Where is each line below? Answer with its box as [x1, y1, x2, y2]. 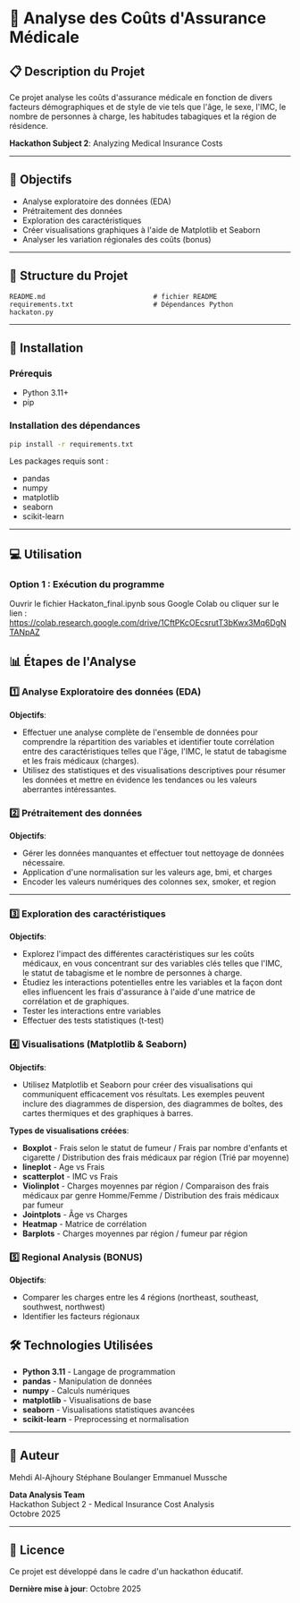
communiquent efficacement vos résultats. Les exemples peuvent [21, 1088, 265, 1099]
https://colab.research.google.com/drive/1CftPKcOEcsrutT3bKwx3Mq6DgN [9, 618, 287, 628]
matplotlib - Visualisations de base [21, 1394, 152, 1405]
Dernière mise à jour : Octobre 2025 [9, 1583, 141, 1594]
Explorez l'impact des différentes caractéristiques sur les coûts [21, 949, 254, 959]
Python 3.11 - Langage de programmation [21, 1366, 176, 1377]
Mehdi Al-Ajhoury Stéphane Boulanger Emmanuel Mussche [9, 1471, 228, 1482]
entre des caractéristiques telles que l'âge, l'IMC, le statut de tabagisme [21, 746, 287, 756]
